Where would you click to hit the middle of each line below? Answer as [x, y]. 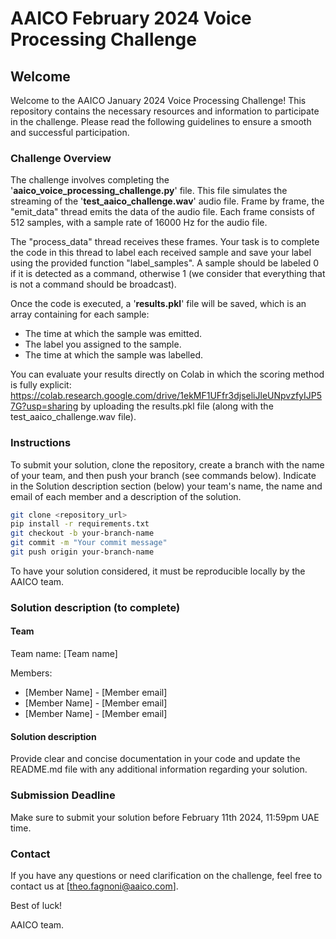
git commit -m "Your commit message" [89, 543]
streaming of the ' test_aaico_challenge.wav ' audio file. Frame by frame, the [167, 201]
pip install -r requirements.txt [80, 524]
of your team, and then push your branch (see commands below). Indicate [163, 475]
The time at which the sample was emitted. [113, 334]
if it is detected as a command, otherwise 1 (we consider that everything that [168, 274]
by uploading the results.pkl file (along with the [177, 406]
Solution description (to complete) [95, 607]
